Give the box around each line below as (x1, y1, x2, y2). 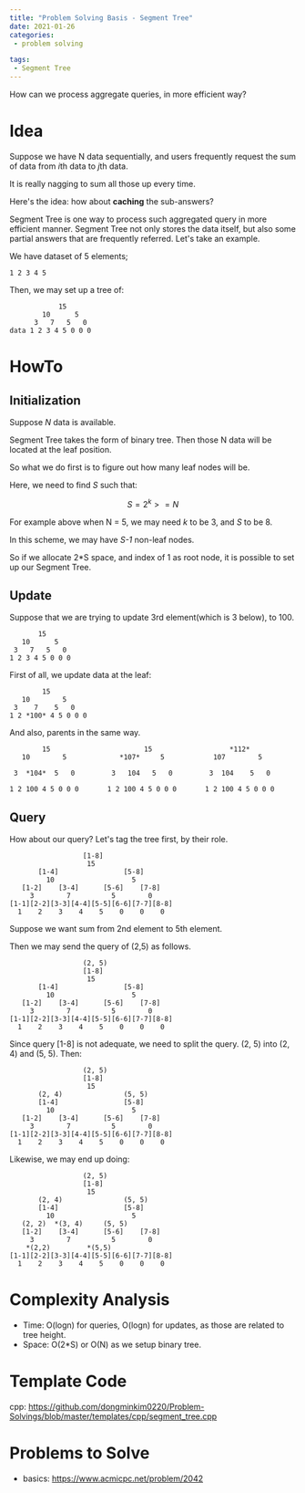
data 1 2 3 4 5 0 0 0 (9, 326, 92, 335)
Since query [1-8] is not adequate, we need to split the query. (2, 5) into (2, (9, 1039, 290, 1049)
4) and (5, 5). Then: (9, 1049, 82, 1060)
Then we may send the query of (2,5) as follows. (9, 941, 191, 952)
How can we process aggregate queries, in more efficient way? (9, 89, 248, 99)
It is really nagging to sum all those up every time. (9, 178, 196, 189)
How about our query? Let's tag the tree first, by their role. (9, 834, 229, 845)
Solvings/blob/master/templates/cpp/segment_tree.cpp (9, 1411, 218, 1422)
